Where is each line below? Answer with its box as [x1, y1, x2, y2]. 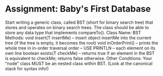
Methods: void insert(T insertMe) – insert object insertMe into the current [5, 35, 152, 41]
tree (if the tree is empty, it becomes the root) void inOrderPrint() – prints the [5, 40, 158, 46]
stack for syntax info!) [5, 65, 49, 71]
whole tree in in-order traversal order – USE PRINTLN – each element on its [5, 45, 156, 51]
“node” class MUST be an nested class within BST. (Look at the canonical [5, 61, 153, 66]
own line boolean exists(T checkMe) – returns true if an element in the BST [5, 50, 155, 56]
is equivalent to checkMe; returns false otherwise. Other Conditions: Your [5, 55, 152, 61]
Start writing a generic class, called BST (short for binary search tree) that [5, 19, 153, 25]
